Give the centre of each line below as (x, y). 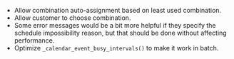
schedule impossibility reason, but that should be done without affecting (120, 33)
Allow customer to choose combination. (72, 18)
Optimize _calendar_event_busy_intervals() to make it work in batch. (116, 48)
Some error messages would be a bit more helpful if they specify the (115, 25)
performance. (34, 41)
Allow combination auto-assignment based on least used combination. (118, 10)
